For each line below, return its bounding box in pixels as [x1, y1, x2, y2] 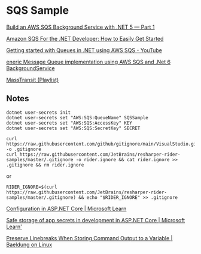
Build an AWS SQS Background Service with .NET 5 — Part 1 [6, 23, 155, 31]
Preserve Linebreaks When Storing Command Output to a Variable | [6, 234, 173, 241]
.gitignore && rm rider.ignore [6, 162, 84, 168]
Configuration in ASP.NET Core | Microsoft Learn [6, 205, 127, 212]
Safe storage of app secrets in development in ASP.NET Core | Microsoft [6, 216, 185, 223]
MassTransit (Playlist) [6, 76, 59, 83]
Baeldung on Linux [6, 241, 53, 248]
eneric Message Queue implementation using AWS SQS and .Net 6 [6, 58, 171, 65]
